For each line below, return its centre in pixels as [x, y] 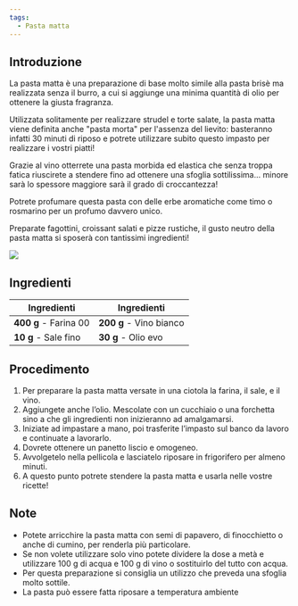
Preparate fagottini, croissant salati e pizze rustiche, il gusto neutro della [142, 228]
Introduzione [46, 62]
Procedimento [50, 369]
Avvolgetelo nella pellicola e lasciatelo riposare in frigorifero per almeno [153, 457]
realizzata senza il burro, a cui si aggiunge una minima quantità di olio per [144, 93]
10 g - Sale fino [47, 337]
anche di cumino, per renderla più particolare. [106, 544]
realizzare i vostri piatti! [52, 148]
